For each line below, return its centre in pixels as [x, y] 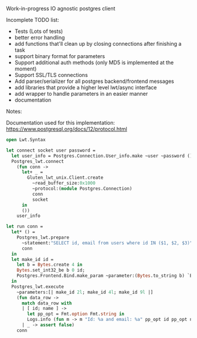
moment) [26, 69]
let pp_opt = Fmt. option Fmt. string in [76, 314]
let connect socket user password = [51, 150]
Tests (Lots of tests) [39, 31]
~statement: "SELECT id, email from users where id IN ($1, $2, [101, 243]
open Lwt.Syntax [26, 140]
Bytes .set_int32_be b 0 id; [51, 270]
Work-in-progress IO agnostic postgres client [61, 9]
